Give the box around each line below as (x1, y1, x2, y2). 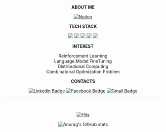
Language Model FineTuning (54, 58, 112, 64)
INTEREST (72, 43, 94, 49)
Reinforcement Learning (58, 53, 108, 59)
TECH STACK (69, 23, 97, 29)
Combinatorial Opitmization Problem (46, 69, 120, 74)
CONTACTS (71, 78, 95, 84)
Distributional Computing (57, 64, 109, 69)
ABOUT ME (71, 4, 95, 10)
